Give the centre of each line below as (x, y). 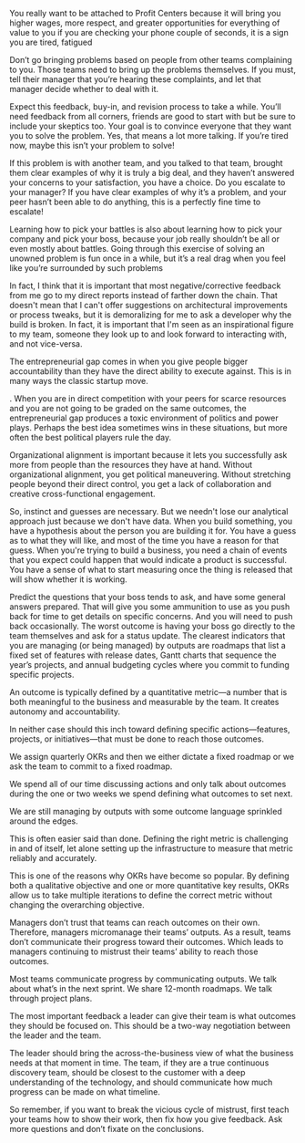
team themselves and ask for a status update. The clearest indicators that (147, 636)
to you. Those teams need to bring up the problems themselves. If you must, (152, 69)
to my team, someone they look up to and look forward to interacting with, (148, 334)
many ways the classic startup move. (79, 381)
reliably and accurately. (53, 858)
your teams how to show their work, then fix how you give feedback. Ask (146, 1119)
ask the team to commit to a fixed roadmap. (91, 766)
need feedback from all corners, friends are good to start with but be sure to (152, 116)
